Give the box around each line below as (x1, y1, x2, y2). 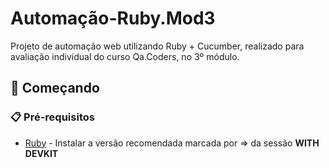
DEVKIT (24, 147, 59, 159)
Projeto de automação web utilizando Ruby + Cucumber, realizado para (10, 40, 305, 52)
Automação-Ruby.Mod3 (10, 7, 216, 30)
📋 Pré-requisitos (10, 110, 95, 124)
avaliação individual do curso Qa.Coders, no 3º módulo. (10, 50, 240, 62)
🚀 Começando (10, 80, 100, 97)
